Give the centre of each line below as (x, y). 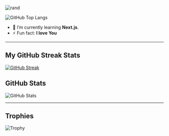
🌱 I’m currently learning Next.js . (46, 27)
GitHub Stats (26, 83)
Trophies (20, 116)
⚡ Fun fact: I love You (34, 33)
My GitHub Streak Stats (43, 55)
